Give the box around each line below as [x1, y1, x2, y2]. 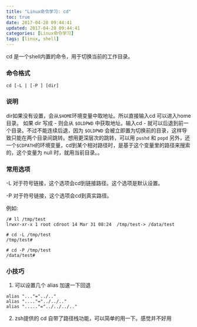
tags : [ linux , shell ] [6, 36, 59, 42]
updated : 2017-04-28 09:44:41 [6, 25, 81, 31]
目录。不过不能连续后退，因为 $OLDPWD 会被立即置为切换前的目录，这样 [11, 127, 182, 134]
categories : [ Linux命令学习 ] [6, 31, 74, 37]
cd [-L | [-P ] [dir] [6, 83, 59, 89]
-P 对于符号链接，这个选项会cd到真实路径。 [6, 192, 112, 199]
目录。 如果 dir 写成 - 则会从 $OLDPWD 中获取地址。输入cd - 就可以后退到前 [6, 119, 184, 127]
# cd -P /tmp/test [6, 247, 51, 253]
